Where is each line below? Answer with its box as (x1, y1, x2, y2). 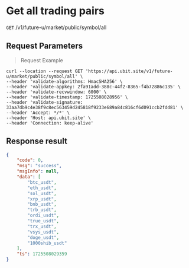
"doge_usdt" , (27, 234, 60, 241)
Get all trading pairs (6, 4, 105, 18)
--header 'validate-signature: (6, 99, 83, 105)
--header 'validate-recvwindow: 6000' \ (6, 89, 107, 95)
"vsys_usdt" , (27, 229, 60, 235)
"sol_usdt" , (27, 190, 57, 196)
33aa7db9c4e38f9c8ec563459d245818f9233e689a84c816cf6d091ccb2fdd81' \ (6, 104, 184, 110)
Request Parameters (6, 41, 83, 51)
